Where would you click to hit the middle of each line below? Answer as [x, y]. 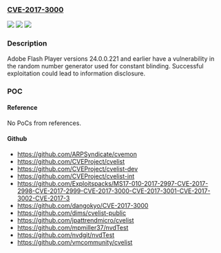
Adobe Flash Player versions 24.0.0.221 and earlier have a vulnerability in [111, 58]
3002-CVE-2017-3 [43, 198]
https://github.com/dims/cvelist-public [72, 213]
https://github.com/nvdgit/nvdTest [66, 235]
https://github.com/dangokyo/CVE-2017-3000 [83, 205]
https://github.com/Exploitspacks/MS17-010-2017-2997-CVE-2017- [113, 183]
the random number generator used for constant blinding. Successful [106, 66]
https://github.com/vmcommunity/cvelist [75, 242]
